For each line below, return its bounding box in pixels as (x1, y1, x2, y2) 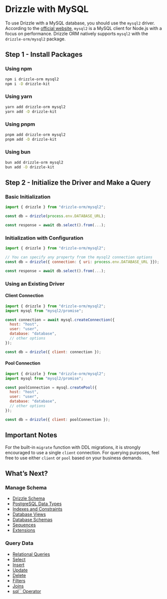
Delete (12, 572, 26, 578)
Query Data (5, 540, 34, 547)
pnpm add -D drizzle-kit (5, 137, 57, 142)
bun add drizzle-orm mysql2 (5, 160, 64, 165)
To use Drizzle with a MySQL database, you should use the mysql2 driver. (5, 20, 156, 26)
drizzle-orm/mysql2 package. (5, 36, 66, 42)
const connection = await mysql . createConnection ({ (5, 317, 115, 322)
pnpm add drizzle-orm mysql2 (5, 132, 66, 137)
